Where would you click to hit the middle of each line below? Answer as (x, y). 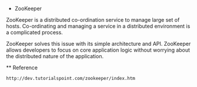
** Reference (22, 68)
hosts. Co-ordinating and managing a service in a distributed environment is (98, 26)
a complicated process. (34, 32)
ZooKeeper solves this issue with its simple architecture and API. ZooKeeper (98, 44)
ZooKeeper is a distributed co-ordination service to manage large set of (93, 20)
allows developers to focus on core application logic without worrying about (98, 50)
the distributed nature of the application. (55, 56)
